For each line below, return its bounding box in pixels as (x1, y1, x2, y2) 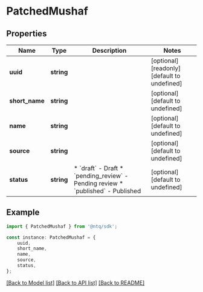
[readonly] (150, 64, 181, 72)
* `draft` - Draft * (73, 164, 124, 172)
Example (6, 207, 40, 217)
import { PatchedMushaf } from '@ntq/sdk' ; (6, 223, 118, 230)
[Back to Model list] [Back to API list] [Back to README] (6, 279, 145, 286)
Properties (6, 28, 47, 39)
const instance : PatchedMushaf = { (6, 234, 96, 241)
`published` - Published (73, 187, 141, 195)
